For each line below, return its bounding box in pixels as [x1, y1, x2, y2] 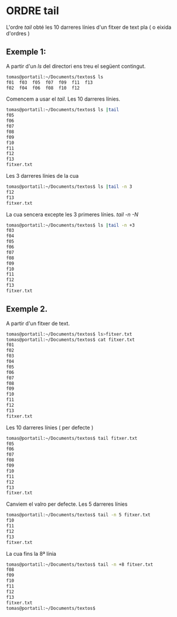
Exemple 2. [6, 304, 48, 314]
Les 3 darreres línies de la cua [6, 173, 79, 179]
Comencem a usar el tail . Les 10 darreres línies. [6, 95, 121, 102]
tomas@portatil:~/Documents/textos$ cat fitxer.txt [6, 337, 135, 343]
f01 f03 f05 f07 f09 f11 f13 [6, 79, 93, 85]
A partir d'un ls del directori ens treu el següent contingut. [6, 62, 146, 69]
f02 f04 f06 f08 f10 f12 [6, 85, 80, 91]
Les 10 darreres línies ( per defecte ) [6, 424, 94, 431]
